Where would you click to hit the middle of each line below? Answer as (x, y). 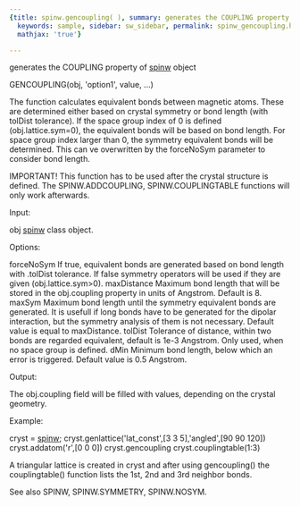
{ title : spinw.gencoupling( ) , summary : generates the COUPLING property (150, 17)
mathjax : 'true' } (50, 34)
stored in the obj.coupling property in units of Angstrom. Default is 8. (136, 293)
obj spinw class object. (51, 230)
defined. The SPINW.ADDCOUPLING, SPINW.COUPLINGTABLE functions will (150, 186)
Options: (25, 248)
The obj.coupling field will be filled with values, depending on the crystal (142, 394)
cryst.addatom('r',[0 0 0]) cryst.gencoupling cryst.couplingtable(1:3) (135, 448)
